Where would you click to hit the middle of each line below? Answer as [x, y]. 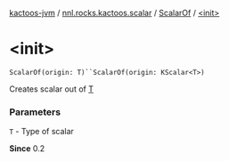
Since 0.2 [27, 149]
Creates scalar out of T [51, 89]
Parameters [35, 112]
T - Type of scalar [41, 132]
